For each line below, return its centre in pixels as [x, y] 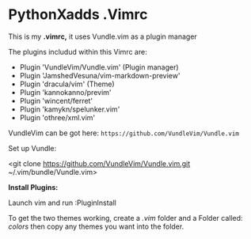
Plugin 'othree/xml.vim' [57, 117]
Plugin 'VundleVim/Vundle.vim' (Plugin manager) [99, 67]
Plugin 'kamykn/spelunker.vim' [70, 109]
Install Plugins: [33, 187]
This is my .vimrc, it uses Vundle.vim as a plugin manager [103, 36]
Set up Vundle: [32, 148]
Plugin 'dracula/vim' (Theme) [67, 84]
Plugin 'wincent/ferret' [56, 101]
